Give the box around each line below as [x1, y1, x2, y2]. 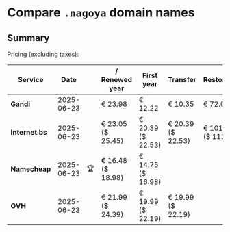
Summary [7, 32, 50, 44]
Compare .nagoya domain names [7, 5, 195, 21]
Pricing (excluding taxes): [7, 50, 79, 58]
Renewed [101, 75, 132, 84]
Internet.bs [10, 128, 48, 137]
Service [18, 75, 44, 84]
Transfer [167, 75, 197, 84]
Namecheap [10, 164, 51, 174]
